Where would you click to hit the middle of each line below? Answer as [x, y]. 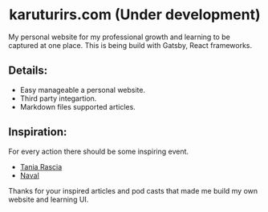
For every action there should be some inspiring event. [99, 151]
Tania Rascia [41, 166]
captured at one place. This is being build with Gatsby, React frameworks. [130, 45]
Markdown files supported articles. [78, 106]
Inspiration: [38, 132]
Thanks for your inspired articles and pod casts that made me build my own [133, 190]
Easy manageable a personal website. [83, 90]
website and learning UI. [49, 199]
